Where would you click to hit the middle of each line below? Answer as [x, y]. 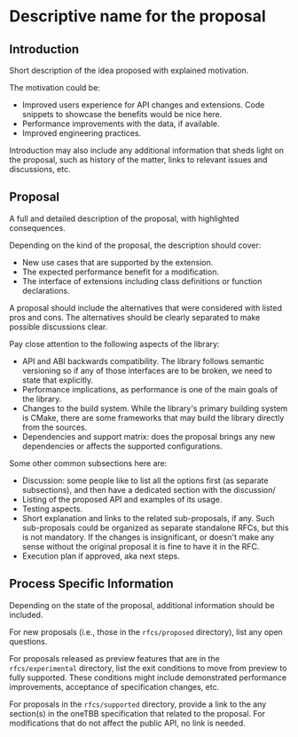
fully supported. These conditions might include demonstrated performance [148, 678]
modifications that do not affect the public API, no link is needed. [127, 723]
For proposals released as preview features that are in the [114, 658]
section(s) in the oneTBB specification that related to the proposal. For [137, 713]
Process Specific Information [92, 584]
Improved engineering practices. [82, 133]
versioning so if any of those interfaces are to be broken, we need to [147, 370]
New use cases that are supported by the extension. [118, 262]
